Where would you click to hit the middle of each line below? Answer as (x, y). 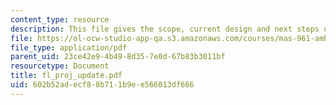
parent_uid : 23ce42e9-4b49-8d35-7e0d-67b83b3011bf (118, 57)
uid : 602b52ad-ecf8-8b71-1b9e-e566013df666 (102, 85)
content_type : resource (60, 19)
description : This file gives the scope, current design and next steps (165, 29)
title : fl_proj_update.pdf (66, 76)
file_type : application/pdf (69, 47)
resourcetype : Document (60, 66)
